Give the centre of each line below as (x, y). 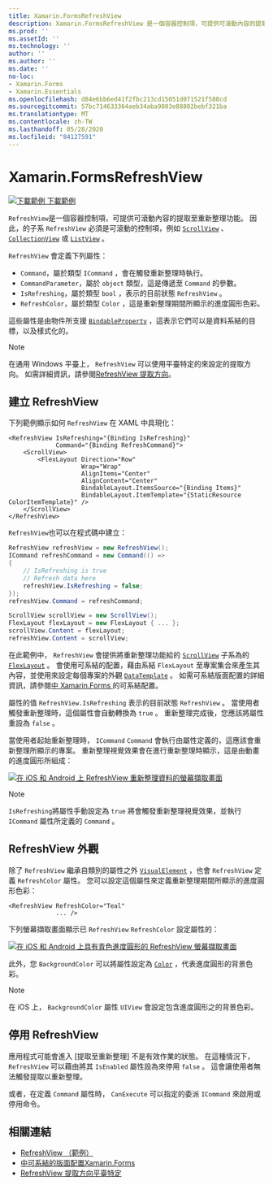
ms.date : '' (28, 69)
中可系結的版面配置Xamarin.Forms (78, 1163)
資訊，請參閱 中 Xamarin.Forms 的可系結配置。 (85, 685)
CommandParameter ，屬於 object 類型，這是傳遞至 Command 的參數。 (130, 283)
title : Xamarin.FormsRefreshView (65, 16)
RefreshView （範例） (56, 1153)
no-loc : (22, 76)
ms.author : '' (32, 62)
